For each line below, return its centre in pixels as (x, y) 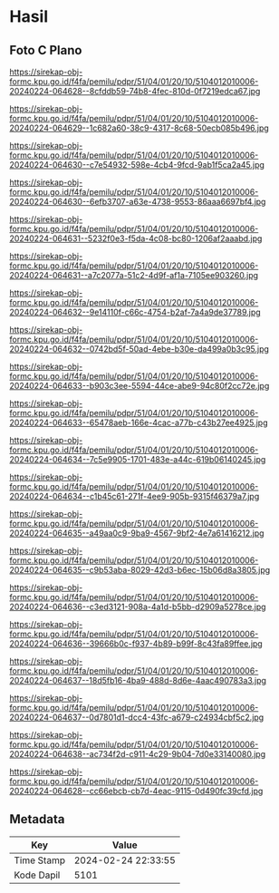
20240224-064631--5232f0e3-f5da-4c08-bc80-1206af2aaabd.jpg (136, 238)
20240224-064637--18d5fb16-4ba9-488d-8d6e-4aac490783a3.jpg (138, 680)
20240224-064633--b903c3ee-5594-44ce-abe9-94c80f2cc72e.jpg (139, 386)
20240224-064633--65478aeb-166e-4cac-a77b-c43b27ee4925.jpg (139, 422)
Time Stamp (40, 860)
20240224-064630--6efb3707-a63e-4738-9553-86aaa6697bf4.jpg (138, 202)
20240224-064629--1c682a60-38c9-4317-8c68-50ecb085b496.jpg (139, 128)
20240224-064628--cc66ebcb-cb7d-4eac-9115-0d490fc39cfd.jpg (136, 791)
